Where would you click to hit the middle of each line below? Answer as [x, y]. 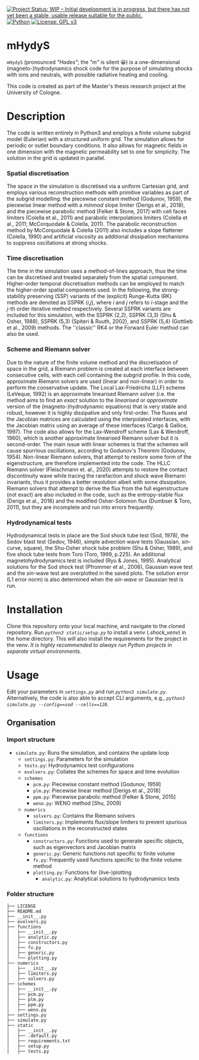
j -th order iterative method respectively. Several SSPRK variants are [89, 309]
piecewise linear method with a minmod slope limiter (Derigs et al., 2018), [96, 205]
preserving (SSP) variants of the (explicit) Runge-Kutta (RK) [99, 296]
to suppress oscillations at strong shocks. [57, 243]
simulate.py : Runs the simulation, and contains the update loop [92, 752]
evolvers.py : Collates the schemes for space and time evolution [102, 771]
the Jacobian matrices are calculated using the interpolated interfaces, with [99, 419]
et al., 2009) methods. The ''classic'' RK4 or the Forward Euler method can [98, 328]
